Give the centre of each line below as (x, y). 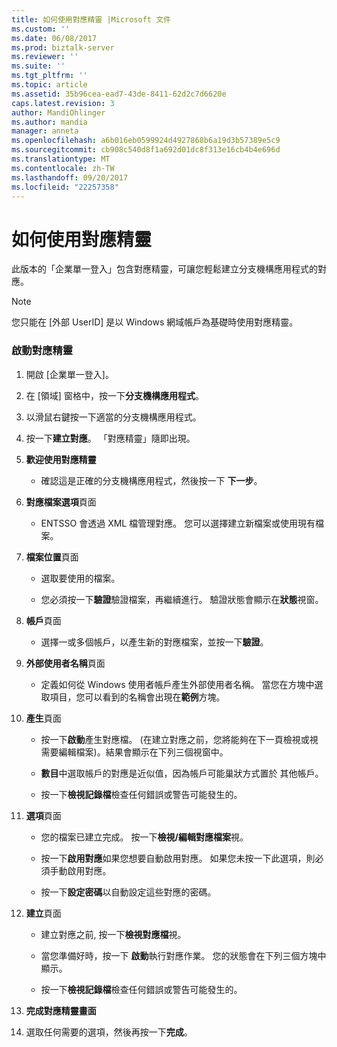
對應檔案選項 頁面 (61, 502)
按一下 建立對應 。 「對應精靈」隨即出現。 (110, 438)
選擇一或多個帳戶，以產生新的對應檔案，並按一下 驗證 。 (154, 642)
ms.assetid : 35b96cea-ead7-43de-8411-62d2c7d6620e (119, 94)
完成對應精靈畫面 (61, 1010)
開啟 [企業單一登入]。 (69, 374)
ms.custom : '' (41, 29)
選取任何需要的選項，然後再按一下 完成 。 (109, 1032)
